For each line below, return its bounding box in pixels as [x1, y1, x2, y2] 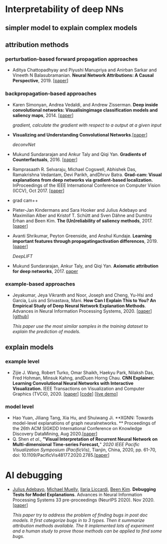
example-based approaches [5, 281, 75, 288]
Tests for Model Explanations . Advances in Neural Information [12, 491, 142, 497]
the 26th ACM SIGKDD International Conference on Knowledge [12, 425, 142, 431]
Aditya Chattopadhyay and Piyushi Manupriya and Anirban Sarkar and [12, 67, 157, 73]
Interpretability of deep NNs [5, 4, 124, 15]
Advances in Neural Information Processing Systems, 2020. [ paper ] [12, 308, 152, 314]
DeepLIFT [12, 253, 33, 259]
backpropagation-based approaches [5, 90, 96, 97]
